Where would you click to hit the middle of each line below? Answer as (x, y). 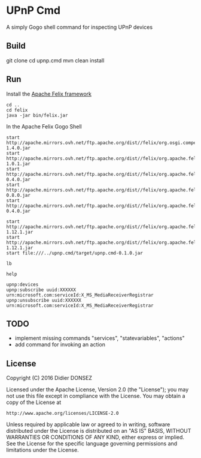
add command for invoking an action (60, 345)
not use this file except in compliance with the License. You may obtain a (96, 396)
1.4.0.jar (19, 148)
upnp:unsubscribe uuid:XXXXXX (44, 300)
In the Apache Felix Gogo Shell (44, 126)
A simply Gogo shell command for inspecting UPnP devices (80, 27)
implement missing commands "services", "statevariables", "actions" (100, 338)
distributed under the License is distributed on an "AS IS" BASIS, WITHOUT (99, 431)
